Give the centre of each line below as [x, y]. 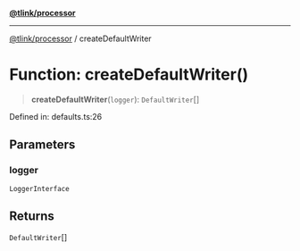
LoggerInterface [39, 188]
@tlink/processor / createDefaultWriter [80, 38]
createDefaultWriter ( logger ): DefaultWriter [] [115, 99]
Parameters [42, 145]
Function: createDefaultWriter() [129, 75]
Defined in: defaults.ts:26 [56, 116]
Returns [32, 217]
